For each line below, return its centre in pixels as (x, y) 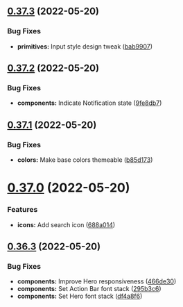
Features (23, 210)
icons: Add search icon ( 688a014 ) (66, 224)
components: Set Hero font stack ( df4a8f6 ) (80, 296)
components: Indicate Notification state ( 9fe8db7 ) (89, 103)
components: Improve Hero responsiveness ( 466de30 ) (97, 281)
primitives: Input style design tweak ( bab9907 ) (85, 46)
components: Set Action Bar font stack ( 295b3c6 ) (89, 289)
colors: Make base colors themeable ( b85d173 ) (85, 160)
